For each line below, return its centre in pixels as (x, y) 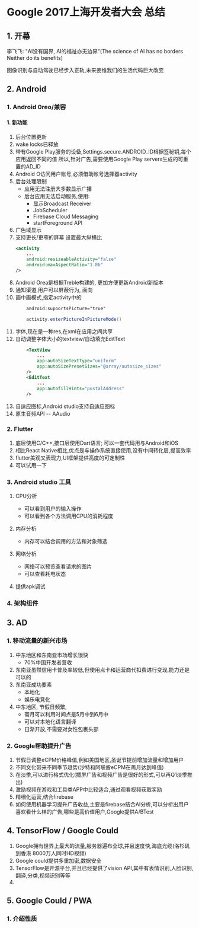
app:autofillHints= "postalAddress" (81, 388)
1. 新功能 (17, 122)
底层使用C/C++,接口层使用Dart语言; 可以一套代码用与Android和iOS (97, 443)
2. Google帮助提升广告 (39, 746)
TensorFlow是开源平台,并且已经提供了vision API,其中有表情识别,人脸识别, (104, 868)
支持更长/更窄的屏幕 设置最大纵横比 (59, 237)
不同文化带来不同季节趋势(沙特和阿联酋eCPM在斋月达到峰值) (89, 767)
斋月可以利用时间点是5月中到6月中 (66, 714)
